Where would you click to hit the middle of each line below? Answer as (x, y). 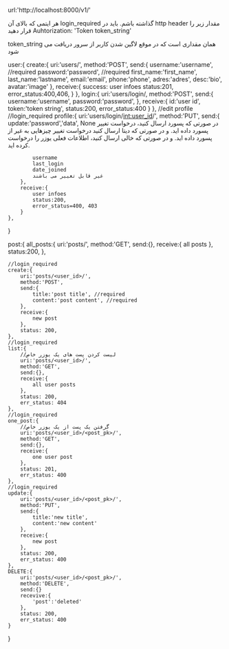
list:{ (17, 349)
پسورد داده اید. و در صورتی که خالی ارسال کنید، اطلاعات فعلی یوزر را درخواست (110, 138)
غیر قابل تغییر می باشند (68, 176)
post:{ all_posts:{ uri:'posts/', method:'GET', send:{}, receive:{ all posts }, (110, 244)
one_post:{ (23, 421)
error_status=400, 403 (65, 206)
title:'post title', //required (79, 294)
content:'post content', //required (85, 300)
